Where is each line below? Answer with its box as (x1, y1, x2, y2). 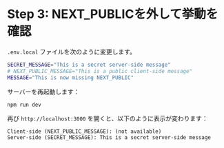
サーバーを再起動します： (7, 87, 80, 96)
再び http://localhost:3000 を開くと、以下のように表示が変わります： (7, 114, 208, 123)
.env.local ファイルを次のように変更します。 (7, 47, 136, 56)
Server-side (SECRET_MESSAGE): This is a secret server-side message (7, 134, 212, 141)
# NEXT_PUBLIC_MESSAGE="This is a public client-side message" (7, 67, 193, 74)
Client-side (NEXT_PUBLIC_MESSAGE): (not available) (7, 128, 162, 135)
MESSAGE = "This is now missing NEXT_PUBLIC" (7, 74, 134, 81)
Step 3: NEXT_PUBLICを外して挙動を (7, 6, 218, 22)
